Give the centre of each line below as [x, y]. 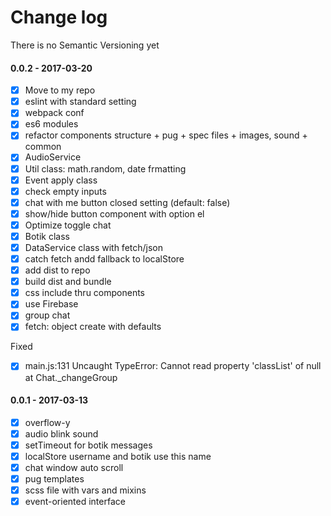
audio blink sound [61, 433]
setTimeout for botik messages [88, 445]
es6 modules [51, 124]
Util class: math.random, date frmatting [105, 168]
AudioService [53, 157]
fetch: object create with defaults [93, 327]
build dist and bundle [68, 282]
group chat [47, 315]
